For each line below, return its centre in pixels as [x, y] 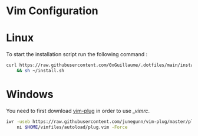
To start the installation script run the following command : [77, 54]
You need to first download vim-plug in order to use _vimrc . [78, 111]
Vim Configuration [52, 11]
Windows [30, 94]
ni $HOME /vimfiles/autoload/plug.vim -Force [72, 127]
